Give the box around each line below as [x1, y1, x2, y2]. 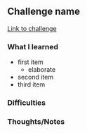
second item [17, 73, 54, 82]
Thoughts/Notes [7, 116, 65, 126]
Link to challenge [7, 24, 58, 32]
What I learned [7, 42, 58, 51]
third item [17, 80, 46, 89]
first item [17, 58, 43, 66]
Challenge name [7, 6, 81, 18]
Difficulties [7, 98, 46, 108]
